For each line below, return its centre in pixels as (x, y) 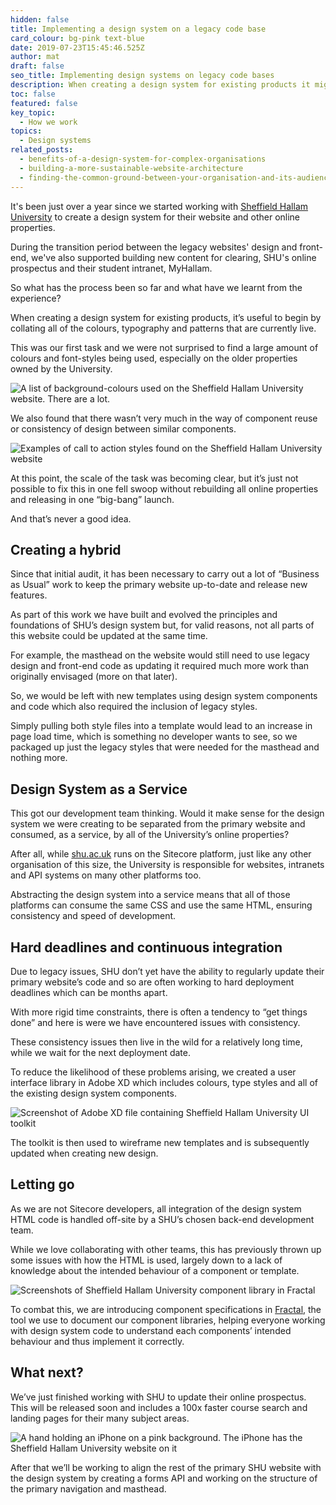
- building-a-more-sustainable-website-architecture (131, 168)
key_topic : (33, 112)
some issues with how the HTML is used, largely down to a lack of (146, 1260)
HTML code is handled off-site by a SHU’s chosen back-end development (162, 1219)
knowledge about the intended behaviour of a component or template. (155, 1270)
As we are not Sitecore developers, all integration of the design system (156, 1208)
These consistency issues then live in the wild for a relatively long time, (156, 1042)
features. (29, 595)
